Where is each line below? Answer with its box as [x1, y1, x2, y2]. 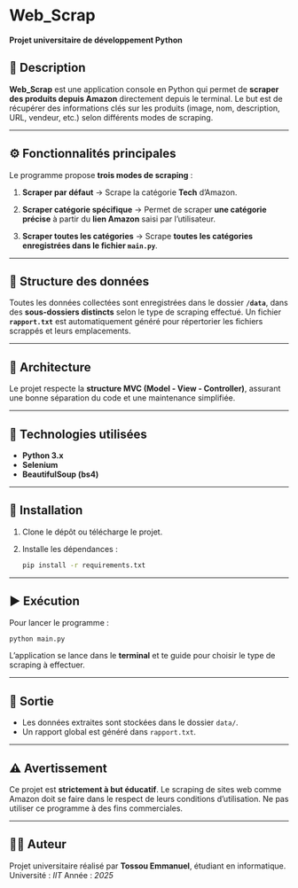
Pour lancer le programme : [9, 617, 109, 627]
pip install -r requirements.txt [21, 560, 146, 570]
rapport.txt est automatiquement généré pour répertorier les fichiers [9, 316, 263, 327]
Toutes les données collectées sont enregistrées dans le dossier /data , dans [9, 298, 288, 308]
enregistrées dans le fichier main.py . [21, 240, 158, 251]
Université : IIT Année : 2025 [9, 869, 114, 880]
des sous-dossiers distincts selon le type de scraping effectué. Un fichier [9, 307, 282, 317]
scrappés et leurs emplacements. [9, 325, 131, 337]
